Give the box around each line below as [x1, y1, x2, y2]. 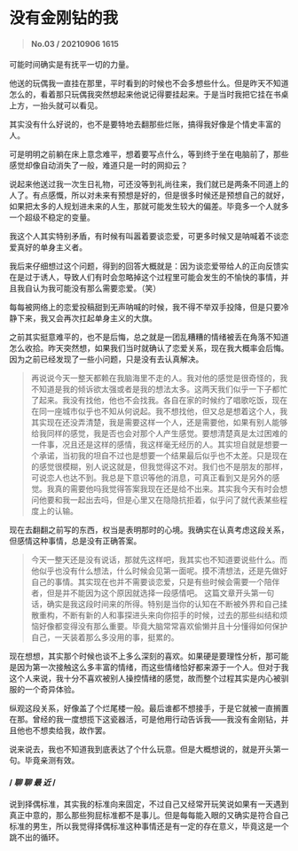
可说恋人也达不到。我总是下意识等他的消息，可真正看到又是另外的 [30, 472, 272, 483]
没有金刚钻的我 [9, 8, 119, 28]
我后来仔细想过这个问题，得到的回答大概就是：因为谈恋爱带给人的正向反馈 [9, 261, 281, 271]
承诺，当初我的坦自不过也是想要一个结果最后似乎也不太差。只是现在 [38, 450, 288, 461]
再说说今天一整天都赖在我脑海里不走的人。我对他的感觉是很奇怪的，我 [30, 373, 288, 384]
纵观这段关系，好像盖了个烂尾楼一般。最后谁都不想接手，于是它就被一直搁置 [9, 703, 289, 714]
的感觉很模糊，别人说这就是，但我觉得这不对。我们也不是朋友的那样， [30, 462, 288, 472]
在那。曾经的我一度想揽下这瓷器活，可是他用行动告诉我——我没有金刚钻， [9, 714, 281, 725]
